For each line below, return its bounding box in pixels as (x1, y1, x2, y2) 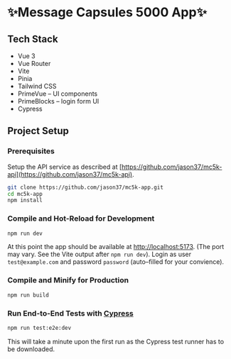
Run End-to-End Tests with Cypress (7, 308, 134, 318)
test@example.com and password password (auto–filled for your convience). (7, 258, 225, 266)
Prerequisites (7, 146, 55, 156)
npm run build (7, 292, 50, 299)
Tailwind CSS (17, 82, 57, 90)
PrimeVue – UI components (17, 89, 98, 98)
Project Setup (7, 125, 70, 137)
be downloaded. (7, 345, 55, 353)
